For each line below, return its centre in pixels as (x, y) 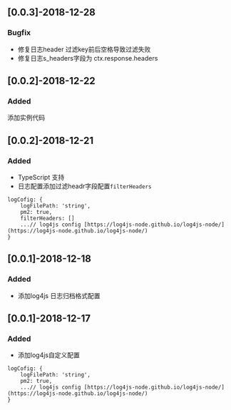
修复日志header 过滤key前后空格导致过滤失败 (84, 49)
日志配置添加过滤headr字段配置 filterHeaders (84, 186)
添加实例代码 (26, 118)
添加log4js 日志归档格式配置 (59, 295)
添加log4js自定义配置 (48, 355)
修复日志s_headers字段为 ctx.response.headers (88, 58)
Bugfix (19, 33)
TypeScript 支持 (41, 178)
